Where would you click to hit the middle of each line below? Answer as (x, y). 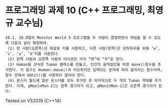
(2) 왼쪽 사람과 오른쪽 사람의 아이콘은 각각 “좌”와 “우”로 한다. (66, 59)
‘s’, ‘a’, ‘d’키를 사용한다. (33, 53)
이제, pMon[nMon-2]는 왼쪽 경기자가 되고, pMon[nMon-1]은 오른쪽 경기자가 (87, 86)
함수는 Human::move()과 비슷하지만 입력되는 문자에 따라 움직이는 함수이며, (94, 70)
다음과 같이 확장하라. (30, 43)
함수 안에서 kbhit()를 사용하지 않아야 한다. (46, 75)
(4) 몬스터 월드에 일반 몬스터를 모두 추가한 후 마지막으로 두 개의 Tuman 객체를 (80, 80)
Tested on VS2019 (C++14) (33, 100)
